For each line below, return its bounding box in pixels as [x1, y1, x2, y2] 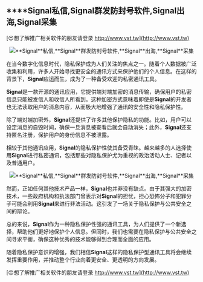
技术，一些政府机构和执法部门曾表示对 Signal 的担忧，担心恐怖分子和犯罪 [6, 192, 187, 200]
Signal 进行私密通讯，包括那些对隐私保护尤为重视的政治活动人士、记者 [11, 151, 187, 159]
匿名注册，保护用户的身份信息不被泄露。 [11, 131, 112, 138]
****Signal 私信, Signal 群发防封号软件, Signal [6, 5, 177, 16]
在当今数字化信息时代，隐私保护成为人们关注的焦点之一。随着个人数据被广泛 [6, 60, 197, 67]
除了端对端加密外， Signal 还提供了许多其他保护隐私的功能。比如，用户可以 [6, 116, 192, 123]
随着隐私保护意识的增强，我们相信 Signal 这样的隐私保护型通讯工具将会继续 [6, 248, 192, 255]
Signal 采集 [17, 17, 57, 27]
